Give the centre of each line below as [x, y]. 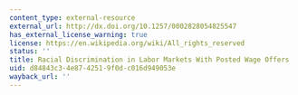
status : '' [30, 52]
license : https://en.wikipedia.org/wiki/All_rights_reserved [127, 43]
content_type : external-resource [72, 18]
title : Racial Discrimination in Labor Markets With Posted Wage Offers [149, 60]
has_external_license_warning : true [78, 34]
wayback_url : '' [40, 77]
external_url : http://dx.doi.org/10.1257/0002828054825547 [123, 26]
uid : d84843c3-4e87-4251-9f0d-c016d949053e [93, 69]
